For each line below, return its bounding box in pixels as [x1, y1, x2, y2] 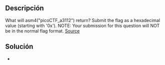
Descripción [5, 4, 44, 12]
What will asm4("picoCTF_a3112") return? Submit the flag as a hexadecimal [5, 17, 160, 23]
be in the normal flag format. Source [5, 27, 80, 34]
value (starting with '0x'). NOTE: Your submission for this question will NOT [5, 22, 160, 28]
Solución [5, 42, 33, 51]
